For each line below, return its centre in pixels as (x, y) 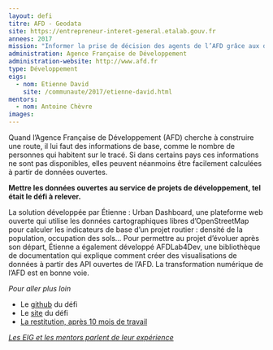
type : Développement (43, 69)
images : (22, 115)
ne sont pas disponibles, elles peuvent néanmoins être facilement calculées (135, 163)
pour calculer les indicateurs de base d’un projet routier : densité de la (126, 230)
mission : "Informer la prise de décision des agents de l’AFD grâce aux (134, 46)
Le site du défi (44, 313)
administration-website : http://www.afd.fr (83, 62)
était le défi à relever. (45, 197)
